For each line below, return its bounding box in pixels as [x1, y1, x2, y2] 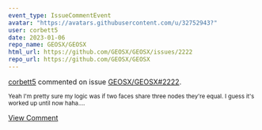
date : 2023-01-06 [8, 33, 66, 42]
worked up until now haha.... [8, 99, 85, 107]
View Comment [8, 113, 59, 122]
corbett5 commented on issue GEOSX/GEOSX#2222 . [8, 76, 182, 87]
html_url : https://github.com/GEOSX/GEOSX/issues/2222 [8, 48, 193, 56]
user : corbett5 [8, 26, 59, 34]
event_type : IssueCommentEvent [8, 11, 112, 20]
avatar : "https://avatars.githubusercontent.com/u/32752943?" [8, 19, 218, 27]
